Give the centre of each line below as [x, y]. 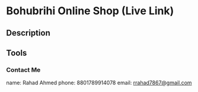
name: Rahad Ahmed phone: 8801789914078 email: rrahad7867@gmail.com [99, 83]
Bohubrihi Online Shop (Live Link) [90, 11]
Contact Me [23, 69]
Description [28, 33]
